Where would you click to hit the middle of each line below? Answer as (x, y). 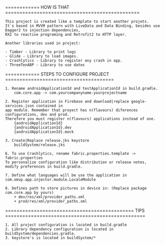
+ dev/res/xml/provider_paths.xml (49, 197)
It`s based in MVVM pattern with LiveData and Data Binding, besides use (83, 26)
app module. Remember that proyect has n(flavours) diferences (72, 110)
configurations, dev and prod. (37, 115)
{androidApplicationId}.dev (43, 127)
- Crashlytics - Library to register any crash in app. (64, 61)
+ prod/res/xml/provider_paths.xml (51, 201)
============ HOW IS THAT (37, 7)
